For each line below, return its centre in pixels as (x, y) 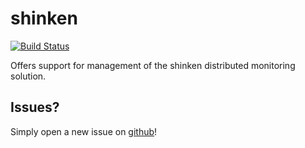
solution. (28, 76)
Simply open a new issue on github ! (84, 131)
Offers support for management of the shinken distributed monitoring (153, 65)
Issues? (35, 107)
